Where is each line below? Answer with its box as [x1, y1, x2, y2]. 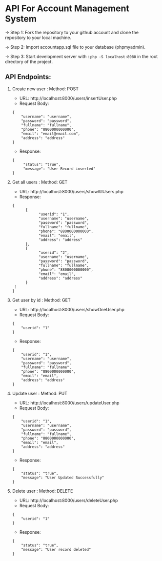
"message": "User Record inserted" [23, 166, 96, 171]
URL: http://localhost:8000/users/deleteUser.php [19, 497, 118, 503]
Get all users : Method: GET [12, 179, 68, 185]
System [5, 13, 37, 24]
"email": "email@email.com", [21, 131, 81, 136]
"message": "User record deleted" [21, 547, 91, 552]
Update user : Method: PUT [12, 390, 67, 396]
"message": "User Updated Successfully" [21, 475, 104, 480]
